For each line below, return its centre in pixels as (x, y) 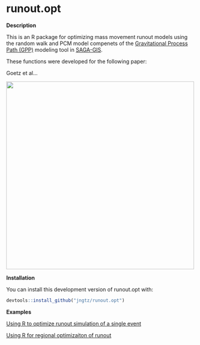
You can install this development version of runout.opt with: (80, 289)
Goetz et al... (22, 73)
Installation (20, 278)
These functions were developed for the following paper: (77, 61)
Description (21, 25)
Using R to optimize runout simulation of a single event (74, 323)
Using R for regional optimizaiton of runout (59, 335)
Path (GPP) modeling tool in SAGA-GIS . (55, 49)
